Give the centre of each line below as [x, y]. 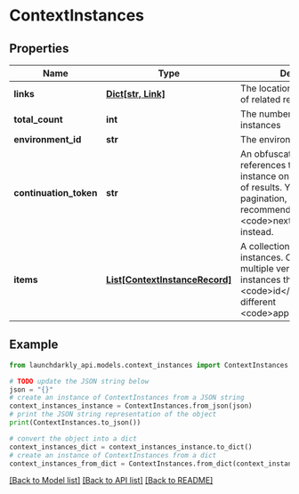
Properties [39, 49]
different [258, 302]
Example [34, 345]
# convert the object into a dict [73, 438]
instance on [264, 176]
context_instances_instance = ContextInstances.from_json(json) [131, 406]
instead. [257, 232]
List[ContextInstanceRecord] [169, 279]
